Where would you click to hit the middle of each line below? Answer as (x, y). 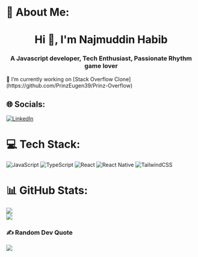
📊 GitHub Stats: (47, 190)
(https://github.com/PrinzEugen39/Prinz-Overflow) (70, 85)
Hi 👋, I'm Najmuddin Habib (101, 40)
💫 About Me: (38, 12)
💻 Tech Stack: (43, 144)
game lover (101, 66)
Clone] (122, 79)
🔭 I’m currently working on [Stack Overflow (60, 79)
